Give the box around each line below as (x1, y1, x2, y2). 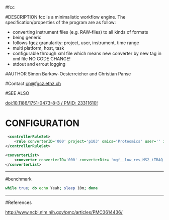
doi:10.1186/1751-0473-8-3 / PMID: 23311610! (5, 100, 98, 106)
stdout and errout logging (12, 61, 66, 67)
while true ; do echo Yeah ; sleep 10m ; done (5, 186, 98, 191)
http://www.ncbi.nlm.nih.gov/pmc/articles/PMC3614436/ (5, 209, 123, 215)
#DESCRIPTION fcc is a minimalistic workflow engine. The (5, 14, 126, 20)
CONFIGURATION (5, 118, 79, 129)
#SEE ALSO (5, 90, 29, 96)
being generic (12, 35, 42, 40)
